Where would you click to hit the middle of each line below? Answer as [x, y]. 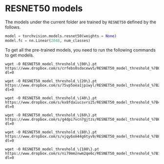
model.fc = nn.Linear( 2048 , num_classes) [48, 40]
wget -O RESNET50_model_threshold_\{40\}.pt [51, 98]
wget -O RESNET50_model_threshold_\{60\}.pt [51, 115]
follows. [13, 27]
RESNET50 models [44, 9]
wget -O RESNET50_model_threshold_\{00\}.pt [51, 64]
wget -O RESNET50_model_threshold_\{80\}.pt [51, 132]
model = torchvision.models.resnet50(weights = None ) [61, 36]
